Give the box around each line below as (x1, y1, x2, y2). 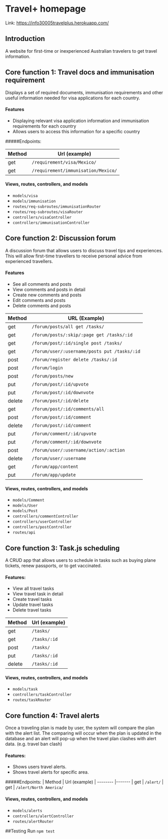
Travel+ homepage (5, 3, 86, 15)
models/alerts (12, 808, 42, 813)
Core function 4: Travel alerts (5, 711, 100, 720)
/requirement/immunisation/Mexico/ (32, 168, 118, 173)
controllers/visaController (12, 215, 72, 220)
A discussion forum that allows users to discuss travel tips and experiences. (5, 247, 163, 253)
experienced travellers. (5, 258, 53, 264)
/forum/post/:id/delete (32, 398, 89, 403)
